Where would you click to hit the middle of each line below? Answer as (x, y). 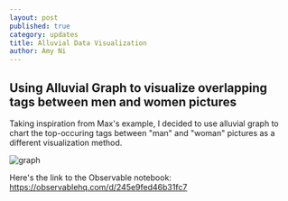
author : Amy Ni (38, 51)
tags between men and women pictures (123, 101)
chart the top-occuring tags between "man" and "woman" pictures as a (142, 132)
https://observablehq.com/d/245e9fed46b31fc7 (98, 187)
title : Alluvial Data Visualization (78, 43)
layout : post (34, 18)
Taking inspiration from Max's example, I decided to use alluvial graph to (144, 123)
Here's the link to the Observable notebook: (90, 178)
